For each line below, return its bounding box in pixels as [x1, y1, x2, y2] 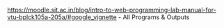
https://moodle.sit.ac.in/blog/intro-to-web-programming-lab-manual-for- [7, 6, 217, 14]
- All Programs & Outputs [118, 13, 190, 21]
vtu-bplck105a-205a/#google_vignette [7, 13, 117, 21]
